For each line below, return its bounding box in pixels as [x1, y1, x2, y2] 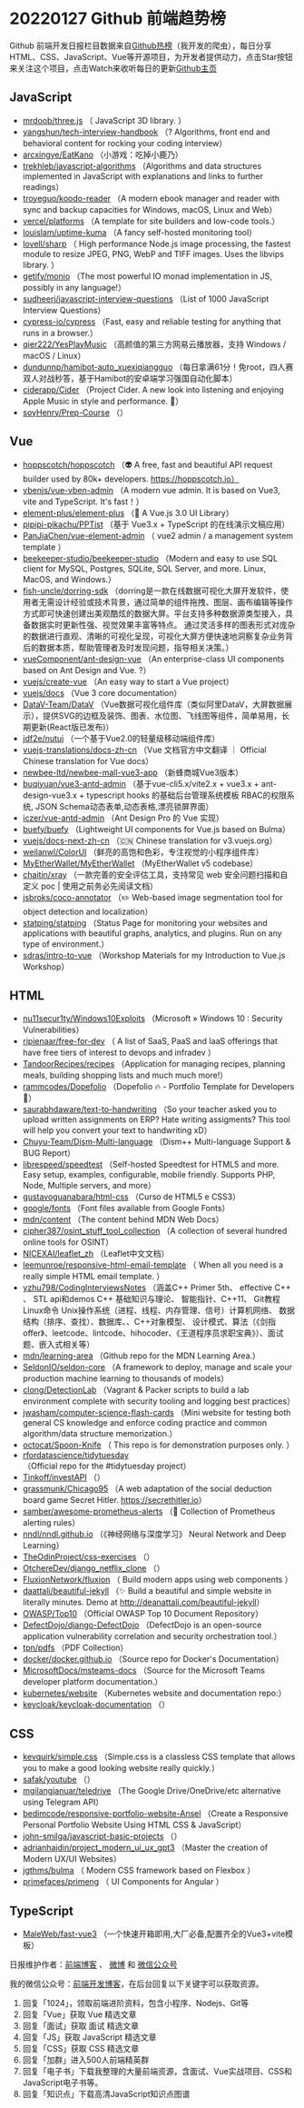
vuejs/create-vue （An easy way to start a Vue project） [22, 676, 234, 687]
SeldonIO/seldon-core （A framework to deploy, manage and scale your [22, 1362, 293, 1373]
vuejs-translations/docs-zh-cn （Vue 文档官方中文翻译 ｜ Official [22, 744, 267, 755]
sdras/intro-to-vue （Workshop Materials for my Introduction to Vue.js [22, 950, 286, 960]
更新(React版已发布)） [30, 721, 114, 732]
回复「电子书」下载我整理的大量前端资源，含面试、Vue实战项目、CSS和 [22, 2066, 293, 2076]
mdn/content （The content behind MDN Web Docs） [22, 1214, 224, 1225]
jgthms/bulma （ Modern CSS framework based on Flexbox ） [22, 1864, 256, 1876]
